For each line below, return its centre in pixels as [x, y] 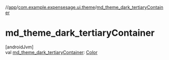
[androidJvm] [20, 47]
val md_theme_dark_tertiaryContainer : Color [51, 52]
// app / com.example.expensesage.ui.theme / [51, 7]
